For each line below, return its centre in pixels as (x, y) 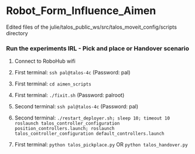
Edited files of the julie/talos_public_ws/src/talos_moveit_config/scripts (92, 27)
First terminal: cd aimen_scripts (53, 84)
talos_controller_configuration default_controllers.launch (89, 134)
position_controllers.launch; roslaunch (64, 129)
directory (17, 33)
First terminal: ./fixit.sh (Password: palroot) (69, 95)
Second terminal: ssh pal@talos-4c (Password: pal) (76, 107)
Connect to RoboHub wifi (45, 61)
